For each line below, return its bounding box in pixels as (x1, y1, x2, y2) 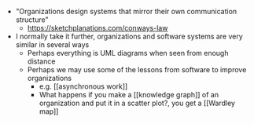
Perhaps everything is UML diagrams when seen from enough (27, 49, 229, 57)
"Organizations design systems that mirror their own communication (15, 7, 237, 16)
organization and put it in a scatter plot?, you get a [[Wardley (39, 98, 236, 108)
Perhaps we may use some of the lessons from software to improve (27, 65, 247, 74)
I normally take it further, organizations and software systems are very (15, 31, 244, 41)
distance (27, 57, 56, 66)
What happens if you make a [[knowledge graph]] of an (39, 90, 219, 99)
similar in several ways (15, 40, 90, 49)
